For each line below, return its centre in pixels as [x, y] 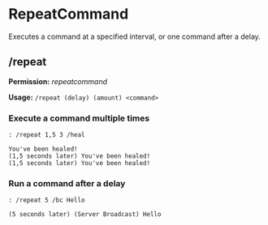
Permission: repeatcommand [58, 81]
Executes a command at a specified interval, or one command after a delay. [135, 36]
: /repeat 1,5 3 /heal [47, 135]
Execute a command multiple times [79, 118]
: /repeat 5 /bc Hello [47, 200]
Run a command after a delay [67, 183]
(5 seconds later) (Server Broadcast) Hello [85, 214]
